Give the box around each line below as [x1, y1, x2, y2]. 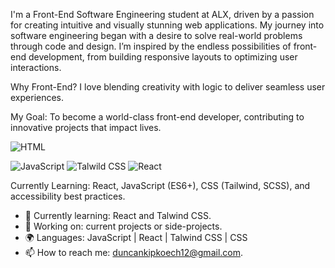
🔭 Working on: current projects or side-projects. [24, 220, 223, 232]
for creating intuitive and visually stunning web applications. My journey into [10, 19, 325, 31]
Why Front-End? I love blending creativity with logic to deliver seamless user [10, 81, 326, 93]
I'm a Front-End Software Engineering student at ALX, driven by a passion [10, 9, 315, 20]
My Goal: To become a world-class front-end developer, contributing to [10, 111, 305, 123]
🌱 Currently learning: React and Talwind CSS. [24, 210, 212, 221]
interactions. [10, 62, 62, 73]
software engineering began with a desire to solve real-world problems [10, 30, 303, 41]
